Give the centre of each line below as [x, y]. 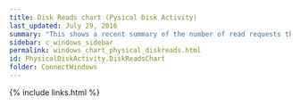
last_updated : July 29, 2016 [63, 26]
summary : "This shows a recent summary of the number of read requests [145, 34]
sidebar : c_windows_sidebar [62, 42]
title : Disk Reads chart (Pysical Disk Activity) [104, 17]
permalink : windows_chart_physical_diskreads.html [105, 51]
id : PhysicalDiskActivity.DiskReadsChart [87, 59]
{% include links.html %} [54, 92]
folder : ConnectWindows [54, 68]
